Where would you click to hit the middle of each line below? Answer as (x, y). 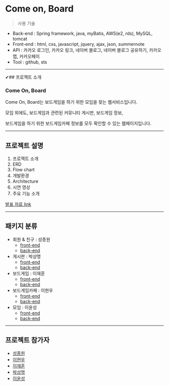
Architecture (25, 181)
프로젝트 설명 (24, 146)
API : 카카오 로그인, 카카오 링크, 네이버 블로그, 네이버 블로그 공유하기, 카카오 (87, 50)
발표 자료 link (18, 204)
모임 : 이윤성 (25, 307)
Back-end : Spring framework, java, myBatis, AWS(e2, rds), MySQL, (82, 33)
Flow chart (24, 170)
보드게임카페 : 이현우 (33, 290)
